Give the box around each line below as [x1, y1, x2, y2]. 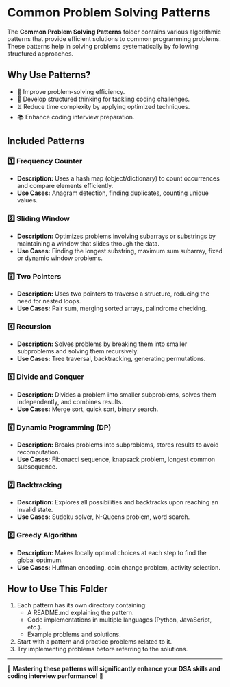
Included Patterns [7, 135, 85, 147]
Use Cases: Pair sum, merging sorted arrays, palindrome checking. [16, 304, 207, 313]
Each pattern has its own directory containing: [16, 601, 147, 609]
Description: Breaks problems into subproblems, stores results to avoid [16, 441, 219, 449]
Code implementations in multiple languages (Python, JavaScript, [27, 616, 212, 624]
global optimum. [16, 556, 63, 564]
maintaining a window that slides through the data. [16, 239, 159, 248]
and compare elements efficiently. [16, 182, 114, 190]
